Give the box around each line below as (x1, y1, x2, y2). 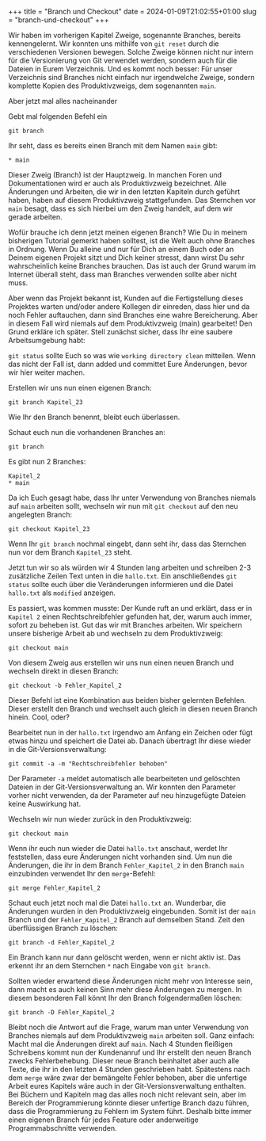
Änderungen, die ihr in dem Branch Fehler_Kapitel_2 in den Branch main (8, 861, 245, 870)
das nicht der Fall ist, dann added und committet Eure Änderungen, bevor (8, 360, 248, 368)
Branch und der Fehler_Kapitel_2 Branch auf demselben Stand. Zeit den (8, 915, 245, 924)
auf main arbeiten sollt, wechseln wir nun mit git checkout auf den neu (8, 502, 239, 510)
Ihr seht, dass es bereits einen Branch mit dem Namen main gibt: (8, 141, 218, 150)
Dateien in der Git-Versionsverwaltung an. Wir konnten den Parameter (8, 782, 236, 792)
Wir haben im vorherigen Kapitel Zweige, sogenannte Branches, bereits (8, 31, 241, 40)
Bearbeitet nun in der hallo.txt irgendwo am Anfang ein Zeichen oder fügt (8, 728, 253, 737)
